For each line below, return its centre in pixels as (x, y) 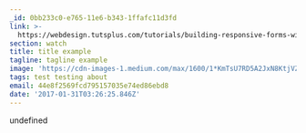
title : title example (51, 52)
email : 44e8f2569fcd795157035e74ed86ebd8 (89, 86)
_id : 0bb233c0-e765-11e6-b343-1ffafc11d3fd (93, 18)
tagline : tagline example (58, 60)
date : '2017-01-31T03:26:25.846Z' (75, 94)
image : (22, 69)
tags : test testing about (58, 77)
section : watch (38, 43)
